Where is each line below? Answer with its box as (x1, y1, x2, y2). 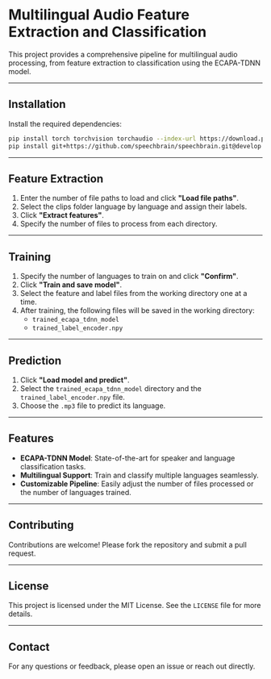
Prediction (8, 353, 62, 368)
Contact (8, 639, 50, 654)
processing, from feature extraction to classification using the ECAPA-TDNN (8, 58, 261, 68)
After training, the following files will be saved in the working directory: (19, 306, 256, 315)
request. (8, 548, 36, 558)
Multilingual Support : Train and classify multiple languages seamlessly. (19, 470, 260, 480)
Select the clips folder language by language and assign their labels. (19, 202, 248, 211)
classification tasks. (19, 461, 86, 471)
